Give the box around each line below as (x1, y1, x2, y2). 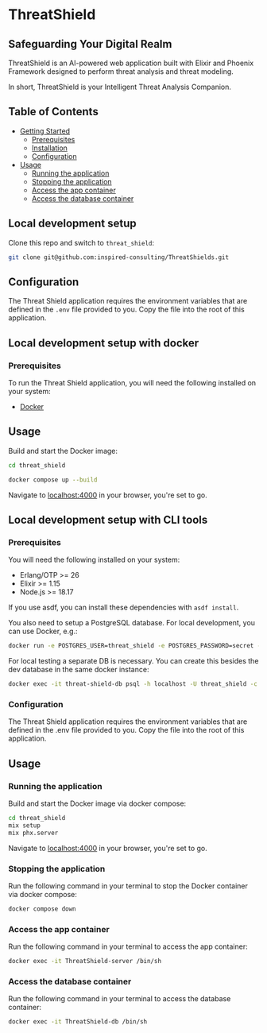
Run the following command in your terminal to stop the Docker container (8, 880, 249, 891)
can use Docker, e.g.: (8, 626, 78, 636)
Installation (31, 143, 68, 153)
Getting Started (19, 126, 70, 136)
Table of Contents (8, 105, 99, 118)
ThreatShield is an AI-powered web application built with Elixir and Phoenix (8, 58, 254, 68)
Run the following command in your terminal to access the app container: (8, 942, 248, 951)
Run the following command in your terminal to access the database (8, 994, 231, 1004)
